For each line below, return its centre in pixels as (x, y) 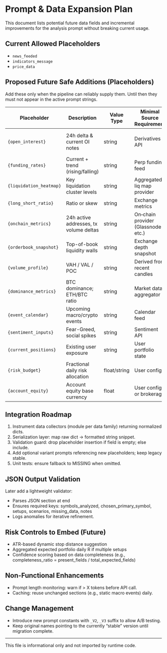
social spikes (81, 335)
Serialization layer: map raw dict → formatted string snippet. (74, 437)
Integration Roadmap (39, 414)
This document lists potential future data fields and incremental (70, 23)
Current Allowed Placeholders (53, 44)
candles (143, 274)
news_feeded (25, 56)
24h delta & (80, 135)
